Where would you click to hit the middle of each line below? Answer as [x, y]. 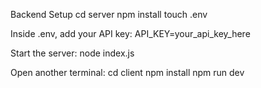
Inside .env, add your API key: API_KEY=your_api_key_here [130, 33]
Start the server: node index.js [72, 53]
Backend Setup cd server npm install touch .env [109, 14]
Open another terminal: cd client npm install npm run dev [127, 72]
